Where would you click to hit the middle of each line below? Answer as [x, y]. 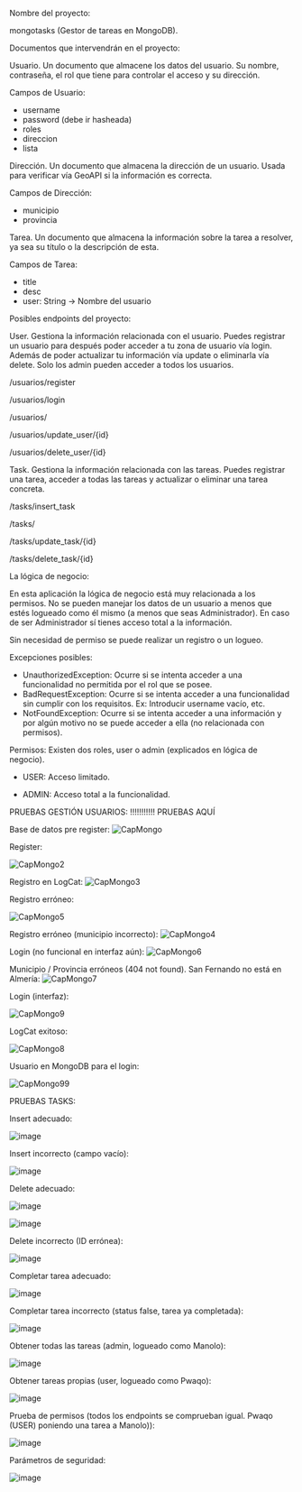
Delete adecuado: [42, 1188]
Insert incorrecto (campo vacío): [69, 1153]
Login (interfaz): [39, 996]
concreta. [27, 489]
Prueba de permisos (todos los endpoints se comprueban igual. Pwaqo [141, 1416]
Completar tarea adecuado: [60, 1276]
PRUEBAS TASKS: [43, 1101]
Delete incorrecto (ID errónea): [66, 1241]
